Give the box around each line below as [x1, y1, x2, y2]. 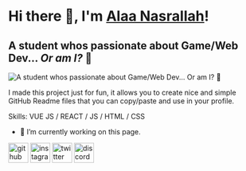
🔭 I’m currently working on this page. [19, 127, 141, 136]
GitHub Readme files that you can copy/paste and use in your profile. [8, 96, 235, 106]
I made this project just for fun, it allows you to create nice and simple [8, 87, 236, 97]
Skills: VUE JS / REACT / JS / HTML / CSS [8, 111, 146, 121]
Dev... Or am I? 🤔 [8, 51, 92, 64]
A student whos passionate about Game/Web [8, 39, 239, 52]
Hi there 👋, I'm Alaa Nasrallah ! [8, 7, 209, 25]
